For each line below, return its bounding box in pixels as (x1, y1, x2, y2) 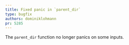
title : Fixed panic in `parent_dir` (5, 7, 81, 12)
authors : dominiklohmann (5, 16, 57, 21)
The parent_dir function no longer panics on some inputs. (5, 34, 124, 40)
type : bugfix (5, 12, 32, 17)
